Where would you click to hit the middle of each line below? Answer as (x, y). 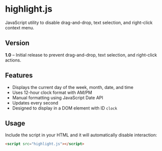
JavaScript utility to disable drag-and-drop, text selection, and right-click (79, 22)
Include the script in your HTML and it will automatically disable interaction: (81, 135)
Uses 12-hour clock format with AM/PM (52, 92)
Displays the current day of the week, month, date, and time (73, 87)
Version (17, 43)
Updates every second (35, 103)
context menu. (20, 27)
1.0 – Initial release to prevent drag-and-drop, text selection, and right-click (81, 55)
